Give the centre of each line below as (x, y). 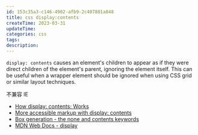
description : (22, 46)
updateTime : (21, 29)
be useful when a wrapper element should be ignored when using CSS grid (99, 75)
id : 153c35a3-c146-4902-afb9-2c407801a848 (60, 12)
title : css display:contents (43, 17)
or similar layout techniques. (41, 81)
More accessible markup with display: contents (73, 113)
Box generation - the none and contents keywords (77, 119)
